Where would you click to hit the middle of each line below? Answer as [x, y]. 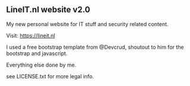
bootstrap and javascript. [37, 53]
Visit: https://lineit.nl [31, 36]
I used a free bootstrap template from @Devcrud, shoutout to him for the [95, 47]
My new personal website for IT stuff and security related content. [87, 24]
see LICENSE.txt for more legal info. [50, 76]
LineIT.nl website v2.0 [48, 10]
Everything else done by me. [41, 65]
